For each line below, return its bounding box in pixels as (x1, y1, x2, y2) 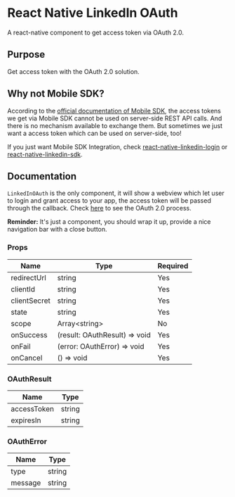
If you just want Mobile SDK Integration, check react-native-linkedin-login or (7, 142, 228, 151)
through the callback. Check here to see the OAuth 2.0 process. (7, 204, 192, 213)
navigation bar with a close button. (7, 225, 107, 234)
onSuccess (11, 329, 48, 339)
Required (157, 260, 189, 270)
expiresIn (11, 415, 41, 425)
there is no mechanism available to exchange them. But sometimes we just (7, 121, 223, 130)
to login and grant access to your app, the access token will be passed (7, 196, 212, 205)
